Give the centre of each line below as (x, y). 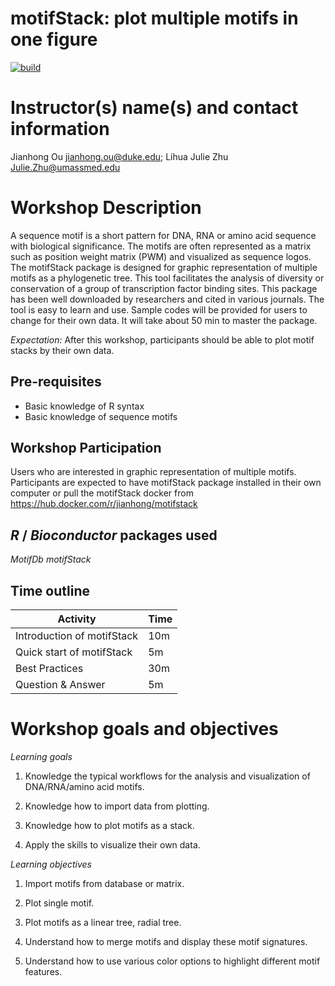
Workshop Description (106, 208)
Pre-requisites (56, 382)
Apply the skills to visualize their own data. (112, 845)
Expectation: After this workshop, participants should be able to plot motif (162, 339)
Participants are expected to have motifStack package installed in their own (166, 483)
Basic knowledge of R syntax (84, 406)
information (60, 129)
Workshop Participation (86, 448)
